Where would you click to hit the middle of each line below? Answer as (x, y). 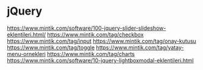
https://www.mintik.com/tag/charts (91, 54)
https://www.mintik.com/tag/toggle (51, 47)
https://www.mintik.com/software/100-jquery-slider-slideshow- (87, 28)
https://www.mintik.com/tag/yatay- (140, 47)
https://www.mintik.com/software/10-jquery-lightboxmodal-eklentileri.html (100, 60)
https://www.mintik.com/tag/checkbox (95, 34)
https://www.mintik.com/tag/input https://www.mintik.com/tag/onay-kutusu (102, 41)
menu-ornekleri (27, 54)
